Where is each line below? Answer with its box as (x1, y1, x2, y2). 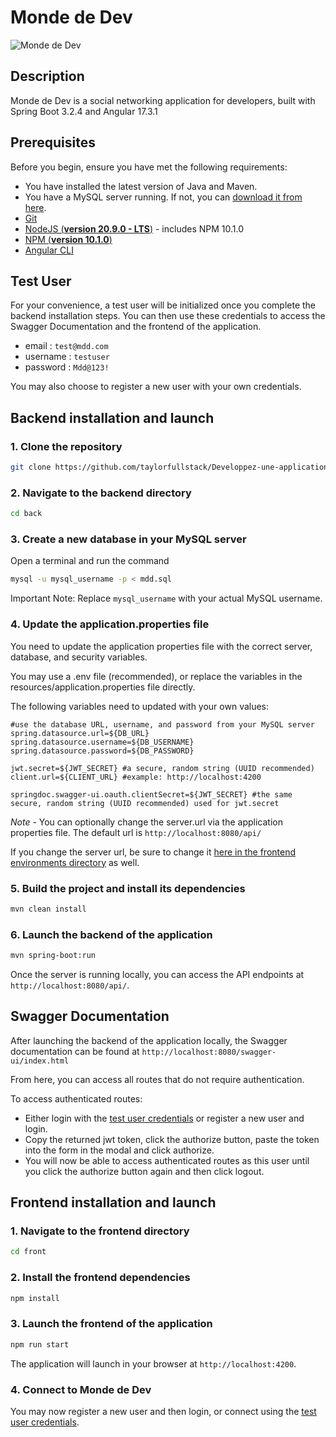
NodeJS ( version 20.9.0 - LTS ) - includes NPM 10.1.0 (24, 222, 245, 235)
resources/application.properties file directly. (10, 681, 196, 693)
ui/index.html (10, 1056, 70, 1066)
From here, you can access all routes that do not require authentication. (10, 1073, 305, 1085)
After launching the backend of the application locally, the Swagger (10, 1034, 288, 1046)
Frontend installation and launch (10, 1194, 217, 1211)
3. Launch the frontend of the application (10, 1317, 213, 1331)
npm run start (10, 1339, 70, 1350)
